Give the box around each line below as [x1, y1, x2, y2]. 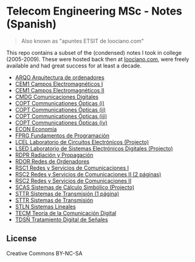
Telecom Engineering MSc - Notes [6, 4, 182, 18]
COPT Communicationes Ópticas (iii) [15, 112, 108, 120]
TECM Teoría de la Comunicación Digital [15, 209, 117, 216]
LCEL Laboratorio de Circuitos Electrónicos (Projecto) [15, 138, 149, 145]
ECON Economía [15, 125, 57, 133]
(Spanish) [6, 17, 56, 31]
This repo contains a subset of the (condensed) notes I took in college [6, 49, 182, 56]
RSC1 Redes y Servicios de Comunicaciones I [15, 164, 129, 171]
